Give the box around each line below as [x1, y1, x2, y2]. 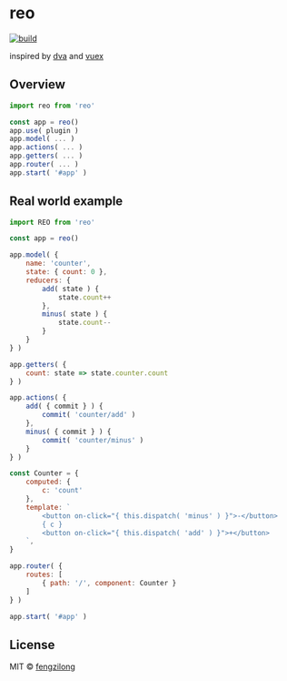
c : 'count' [42, 486, 84, 495]
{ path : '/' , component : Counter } [42, 578, 177, 587]
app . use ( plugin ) [9, 126, 79, 135]
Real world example [9, 194, 124, 209]
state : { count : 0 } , [25, 268, 107, 277]
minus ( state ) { [42, 310, 107, 319]
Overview [9, 76, 66, 93]
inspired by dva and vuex [9, 50, 104, 61]
